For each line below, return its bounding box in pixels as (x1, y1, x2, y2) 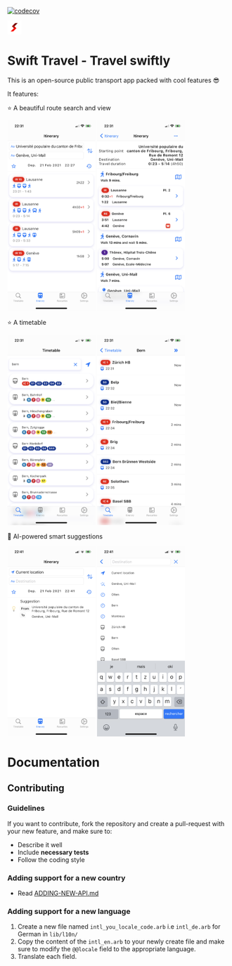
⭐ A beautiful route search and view (7, 103, 111, 112)
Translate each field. (17, 953, 77, 961)
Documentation (7, 754, 101, 771)
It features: (7, 89, 39, 98)
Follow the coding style (17, 855, 86, 864)
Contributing (7, 783, 65, 794)
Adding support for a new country (7, 872, 126, 882)
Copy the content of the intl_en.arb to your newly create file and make (17, 937, 225, 946)
